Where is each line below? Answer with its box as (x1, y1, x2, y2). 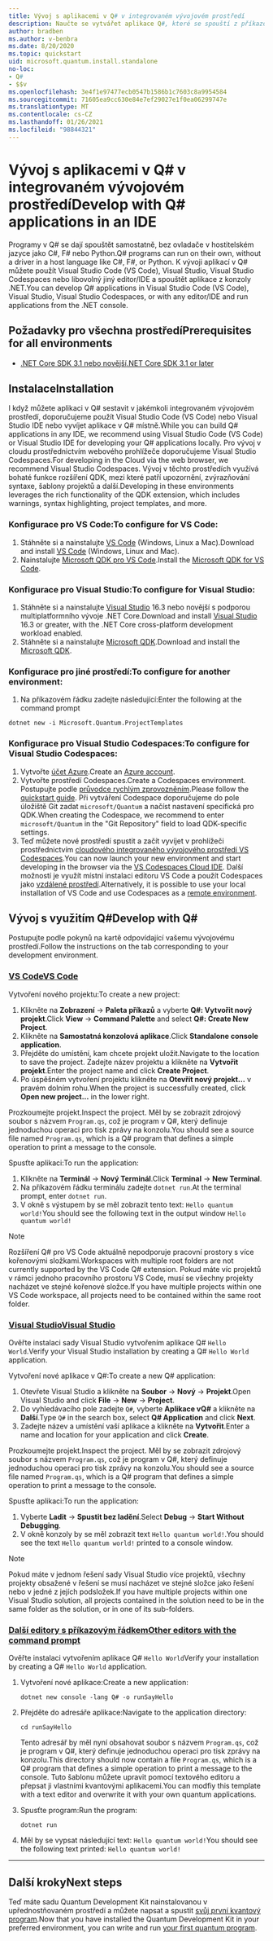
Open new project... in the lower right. (19, 1091, 150, 1101)
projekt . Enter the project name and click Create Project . (19, 1065, 210, 1076)
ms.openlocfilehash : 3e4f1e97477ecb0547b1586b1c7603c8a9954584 (8, 87, 227, 96)
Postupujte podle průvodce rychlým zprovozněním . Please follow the (19, 784, 249, 794)
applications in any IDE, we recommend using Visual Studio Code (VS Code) (8, 429, 263, 439)
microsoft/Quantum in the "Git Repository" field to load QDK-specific (19, 818, 248, 828)
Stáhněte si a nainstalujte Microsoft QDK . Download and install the (19, 636, 240, 646)
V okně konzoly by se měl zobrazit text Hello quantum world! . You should (19, 1529, 264, 1538)
